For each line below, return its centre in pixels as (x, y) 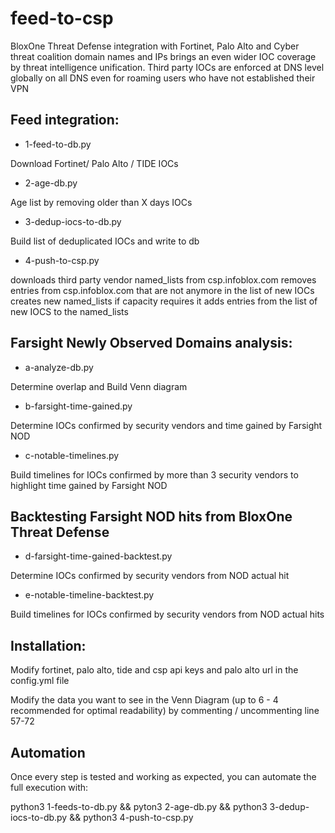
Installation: (48, 645)
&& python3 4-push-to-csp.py (131, 817)
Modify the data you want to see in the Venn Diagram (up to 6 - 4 (144, 700)
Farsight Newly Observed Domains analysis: (151, 343)
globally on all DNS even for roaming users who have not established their (163, 78)
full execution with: (49, 787)
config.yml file (40, 681)
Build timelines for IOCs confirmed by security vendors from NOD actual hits (167, 614)
